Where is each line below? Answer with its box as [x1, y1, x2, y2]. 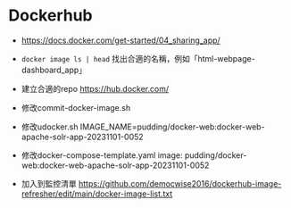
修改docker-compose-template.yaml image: [21, 149, 183, 161]
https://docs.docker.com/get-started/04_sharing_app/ [21, 35, 220, 46]
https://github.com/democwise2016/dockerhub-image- [78, 178, 282, 188]
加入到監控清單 [21, 178, 77, 188]
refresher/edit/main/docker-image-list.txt [21, 188, 173, 199]
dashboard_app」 [21, 64, 87, 75]
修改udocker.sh [21, 121, 79, 132]
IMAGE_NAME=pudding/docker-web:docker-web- [79, 121, 265, 132]
